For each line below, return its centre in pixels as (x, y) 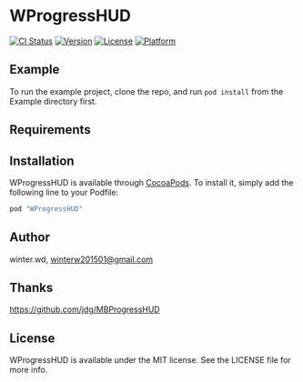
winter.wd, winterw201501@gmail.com (81, 259)
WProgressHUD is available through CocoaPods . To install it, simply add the (151, 182)
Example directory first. (53, 101)
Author (30, 237)
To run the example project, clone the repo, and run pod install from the (146, 91)
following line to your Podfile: (64, 192)
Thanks (31, 288)
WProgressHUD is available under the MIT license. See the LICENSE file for (150, 360)
